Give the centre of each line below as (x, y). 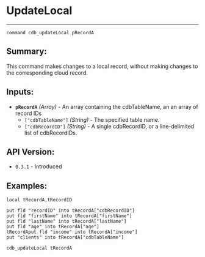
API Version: (31, 151)
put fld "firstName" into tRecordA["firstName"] (69, 216)
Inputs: (20, 92)
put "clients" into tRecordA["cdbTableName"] (65, 237)
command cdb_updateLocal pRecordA (50, 32)
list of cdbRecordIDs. (51, 133)
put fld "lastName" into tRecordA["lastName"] (67, 222)
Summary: (27, 52)
